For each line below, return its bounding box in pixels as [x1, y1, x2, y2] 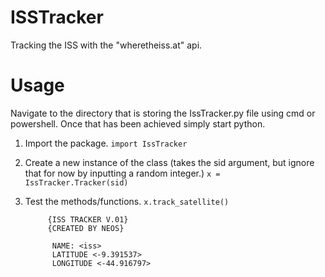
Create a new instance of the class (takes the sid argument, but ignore [24, 156, 315, 168]
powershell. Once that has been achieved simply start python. [10, 117, 266, 130]
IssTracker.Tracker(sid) [24, 177, 129, 188]
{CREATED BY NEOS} [47, 223, 125, 233]
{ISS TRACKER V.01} [47, 214, 129, 225]
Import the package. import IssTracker [24, 137, 188, 149]
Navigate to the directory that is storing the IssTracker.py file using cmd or [10, 107, 316, 119]
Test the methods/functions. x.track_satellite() [24, 195, 230, 207]
